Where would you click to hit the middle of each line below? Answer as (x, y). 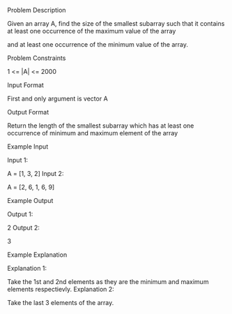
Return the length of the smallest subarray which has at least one (101, 126)
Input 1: (18, 160)
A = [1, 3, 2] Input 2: (36, 173)
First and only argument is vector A (57, 98)
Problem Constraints (37, 58)
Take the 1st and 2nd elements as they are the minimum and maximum (108, 282)
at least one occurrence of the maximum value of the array (92, 31)
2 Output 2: (23, 227)
